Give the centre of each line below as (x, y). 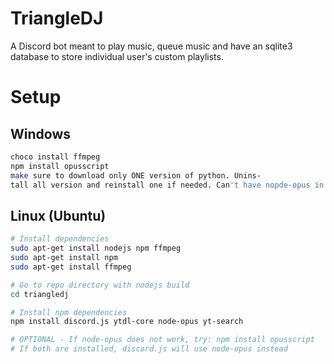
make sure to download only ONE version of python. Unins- (136, 175)
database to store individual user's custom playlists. (117, 56)
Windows (40, 133)
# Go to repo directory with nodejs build (100, 285)
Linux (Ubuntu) (58, 215)
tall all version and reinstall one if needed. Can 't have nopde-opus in (167, 185)
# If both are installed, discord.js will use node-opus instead (149, 349)
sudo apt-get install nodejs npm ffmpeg (96, 248)
